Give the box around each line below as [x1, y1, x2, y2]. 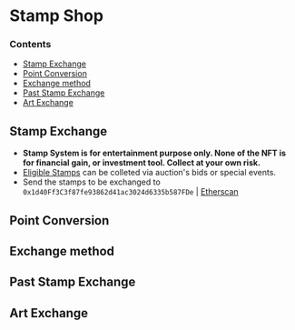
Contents [9, 38, 52, 51]
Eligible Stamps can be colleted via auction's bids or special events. [22, 167, 277, 178]
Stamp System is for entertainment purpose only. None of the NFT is [22, 147, 287, 159]
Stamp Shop [9, 5, 104, 26]
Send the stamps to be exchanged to [22, 176, 161, 187]
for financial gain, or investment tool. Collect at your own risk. [22, 157, 261, 168]
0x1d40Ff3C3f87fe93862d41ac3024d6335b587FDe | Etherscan [22, 186, 239, 197]
